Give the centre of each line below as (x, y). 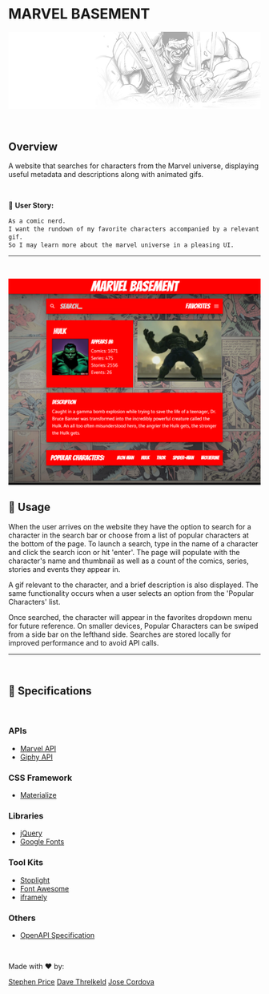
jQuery (31, 833)
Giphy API (36, 757)
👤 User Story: (31, 206)
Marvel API (38, 748)
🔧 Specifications (50, 691)
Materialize (38, 795)
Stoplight (35, 880)
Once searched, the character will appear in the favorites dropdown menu (130, 617)
